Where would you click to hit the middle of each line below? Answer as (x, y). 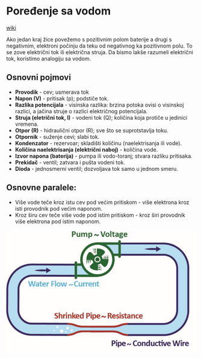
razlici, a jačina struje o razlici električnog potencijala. (81, 111)
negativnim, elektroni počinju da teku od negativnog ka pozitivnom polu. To (99, 46)
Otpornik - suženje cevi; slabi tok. (57, 137)
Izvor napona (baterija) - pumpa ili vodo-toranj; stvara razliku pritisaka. (104, 156)
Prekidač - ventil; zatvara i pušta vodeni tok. (70, 162)
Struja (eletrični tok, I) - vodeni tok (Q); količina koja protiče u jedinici (101, 117)
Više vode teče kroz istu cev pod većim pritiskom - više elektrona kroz (102, 202)
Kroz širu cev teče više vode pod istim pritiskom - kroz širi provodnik (100, 215)
